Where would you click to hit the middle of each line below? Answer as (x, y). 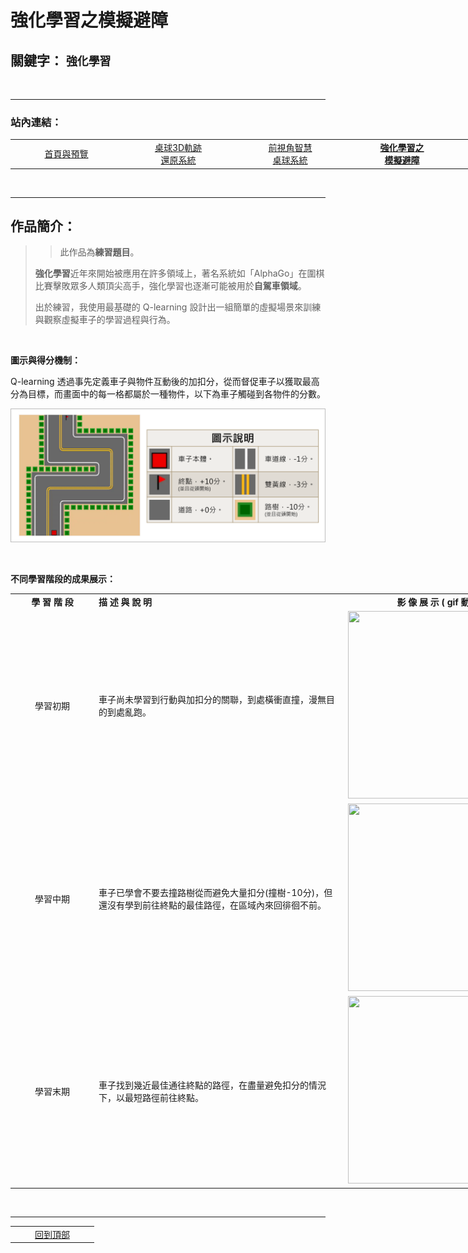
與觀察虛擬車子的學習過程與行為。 (105, 320)
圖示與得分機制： (45, 360)
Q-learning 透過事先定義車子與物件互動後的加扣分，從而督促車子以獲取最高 (165, 382)
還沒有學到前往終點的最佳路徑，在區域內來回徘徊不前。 (212, 905)
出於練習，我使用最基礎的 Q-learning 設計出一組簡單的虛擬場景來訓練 (178, 307)
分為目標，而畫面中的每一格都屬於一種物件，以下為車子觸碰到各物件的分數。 (168, 394)
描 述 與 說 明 (125, 602)
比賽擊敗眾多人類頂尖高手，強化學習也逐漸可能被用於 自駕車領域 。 (170, 286)
